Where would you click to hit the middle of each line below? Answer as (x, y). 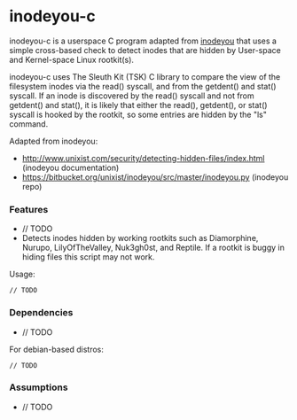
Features (29, 209)
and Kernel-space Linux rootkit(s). (72, 59)
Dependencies (41, 313)
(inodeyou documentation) (70, 167)
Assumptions (39, 387)
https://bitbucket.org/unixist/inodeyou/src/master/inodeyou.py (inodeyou (155, 177)
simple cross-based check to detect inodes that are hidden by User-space (145, 50)
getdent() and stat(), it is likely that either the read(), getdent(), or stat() (138, 105)
